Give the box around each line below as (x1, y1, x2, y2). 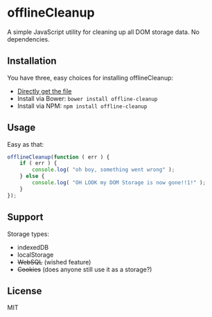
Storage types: (7, 230, 50, 238)
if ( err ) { (19, 160, 58, 167)
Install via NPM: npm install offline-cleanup (17, 102, 148, 110)
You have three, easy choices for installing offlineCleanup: (7, 73, 174, 82)
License (7, 285, 42, 297)
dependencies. (7, 35, 50, 43)
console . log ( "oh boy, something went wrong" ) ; (32, 166, 175, 174)
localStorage (17, 251, 54, 259)
